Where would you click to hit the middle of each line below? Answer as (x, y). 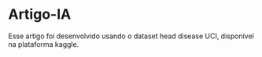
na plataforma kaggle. (44, 44)
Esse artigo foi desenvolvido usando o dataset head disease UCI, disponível (131, 36)
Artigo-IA (40, 14)
